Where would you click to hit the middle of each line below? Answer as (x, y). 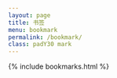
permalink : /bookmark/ (45, 37)
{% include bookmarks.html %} (59, 66)
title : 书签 (26, 23)
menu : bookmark (33, 30)
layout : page (29, 15)
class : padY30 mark (40, 44)
